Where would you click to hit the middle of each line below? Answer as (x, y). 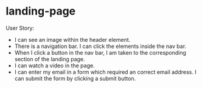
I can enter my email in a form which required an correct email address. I (105, 72)
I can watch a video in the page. (54, 66)
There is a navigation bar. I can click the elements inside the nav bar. (100, 46)
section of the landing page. (50, 59)
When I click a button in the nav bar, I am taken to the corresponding (100, 52)
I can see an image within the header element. (72, 39)
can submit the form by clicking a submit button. (75, 78)
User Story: (20, 28)
